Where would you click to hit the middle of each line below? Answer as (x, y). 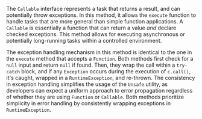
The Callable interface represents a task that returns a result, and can (93, 9)
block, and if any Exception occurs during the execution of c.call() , (106, 71)
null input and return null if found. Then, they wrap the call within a (91, 65)
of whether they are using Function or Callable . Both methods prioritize (95, 97)
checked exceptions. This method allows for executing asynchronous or (96, 34)
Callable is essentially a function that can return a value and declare (91, 28)
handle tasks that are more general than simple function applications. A (95, 21)
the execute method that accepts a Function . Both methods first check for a (100, 59)
